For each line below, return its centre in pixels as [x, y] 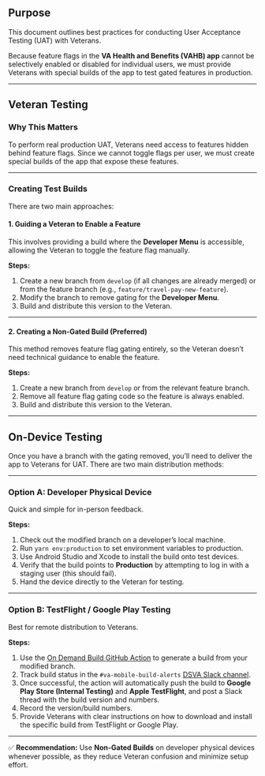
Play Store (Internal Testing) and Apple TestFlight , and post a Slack [131, 691]
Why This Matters [43, 127]
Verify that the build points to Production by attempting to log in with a [134, 565]
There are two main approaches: [61, 206]
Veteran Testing [48, 105]
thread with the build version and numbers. [90, 699]
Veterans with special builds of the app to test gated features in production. [131, 72]
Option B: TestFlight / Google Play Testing [90, 609]
